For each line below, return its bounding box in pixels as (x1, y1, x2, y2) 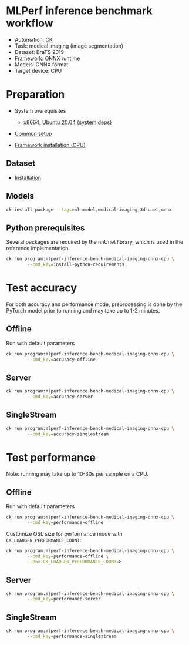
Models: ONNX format (14, 61, 69, 68)
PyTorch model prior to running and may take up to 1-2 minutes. (6, 307, 160, 314)
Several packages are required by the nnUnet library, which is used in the (6, 238, 184, 246)
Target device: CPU (14, 67, 62, 74)
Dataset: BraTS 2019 (14, 48, 65, 55)
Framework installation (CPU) (14, 141, 86, 148)
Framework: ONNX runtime (14, 55, 80, 62)
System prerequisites (14, 107, 66, 114)
